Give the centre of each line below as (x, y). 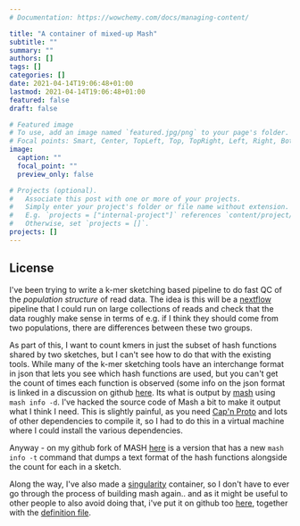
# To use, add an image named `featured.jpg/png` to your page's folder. (150, 133)
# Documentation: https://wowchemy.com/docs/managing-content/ (129, 17)
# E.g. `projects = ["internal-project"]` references (115, 215)
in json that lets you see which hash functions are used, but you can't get (144, 373)
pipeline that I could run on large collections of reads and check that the (142, 308)
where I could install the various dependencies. (96, 430)
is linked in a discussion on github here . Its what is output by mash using (142, 392)
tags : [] (25, 67)
